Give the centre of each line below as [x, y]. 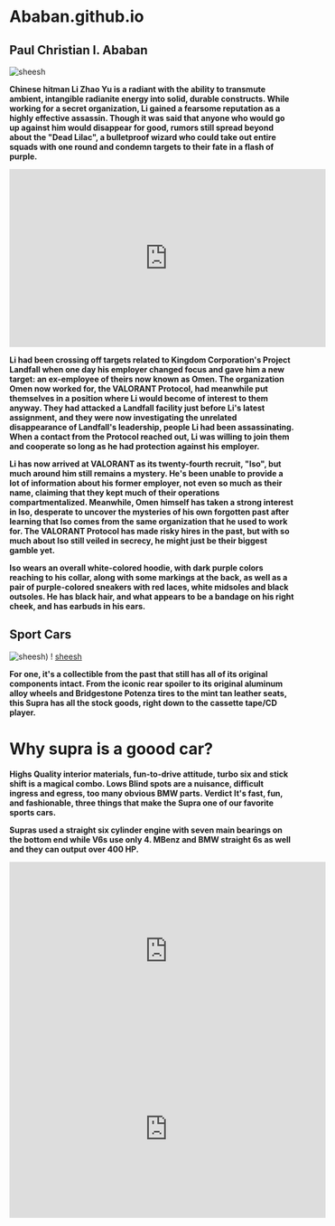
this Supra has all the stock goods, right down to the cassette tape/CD [144, 703]
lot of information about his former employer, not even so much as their [146, 483]
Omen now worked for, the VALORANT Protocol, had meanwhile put [139, 389]
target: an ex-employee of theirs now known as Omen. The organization [147, 379]
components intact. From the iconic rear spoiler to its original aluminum [146, 684]
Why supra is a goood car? [112, 749]
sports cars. [33, 812]
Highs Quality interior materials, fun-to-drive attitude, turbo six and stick [149, 774]
